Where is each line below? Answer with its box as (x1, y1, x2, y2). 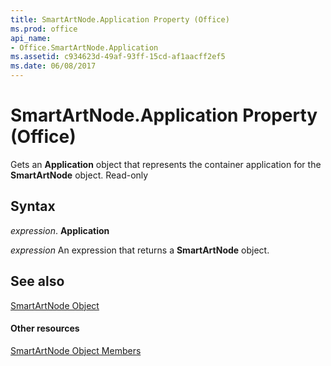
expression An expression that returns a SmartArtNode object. (10, 244, 270, 256)
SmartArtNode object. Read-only (10, 169, 149, 181)
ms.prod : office (10, 24, 78, 34)
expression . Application (10, 224, 110, 236)
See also (10, 273, 65, 290)
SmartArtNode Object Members (10, 344, 142, 356)
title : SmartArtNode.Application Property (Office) (10, 14, 230, 25)
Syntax (10, 198, 56, 215)
